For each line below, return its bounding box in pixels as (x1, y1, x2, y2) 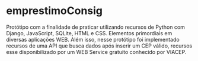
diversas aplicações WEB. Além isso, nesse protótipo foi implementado (6, 36, 180, 43)
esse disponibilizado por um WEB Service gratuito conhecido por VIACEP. (6, 48, 187, 55)
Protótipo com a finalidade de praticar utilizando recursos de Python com (6, 23, 186, 30)
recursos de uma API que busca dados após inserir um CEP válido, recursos (6, 42, 193, 49)
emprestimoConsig (6, 4, 103, 18)
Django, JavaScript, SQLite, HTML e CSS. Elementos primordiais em (6, 29, 173, 36)
